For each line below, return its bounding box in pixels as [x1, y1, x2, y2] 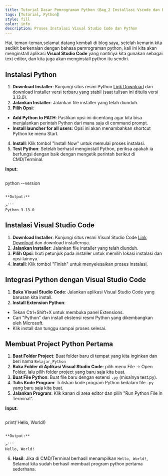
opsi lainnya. [12, 255, 39, 261]
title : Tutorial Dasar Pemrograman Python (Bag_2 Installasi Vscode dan [5, 7, 160, 13]
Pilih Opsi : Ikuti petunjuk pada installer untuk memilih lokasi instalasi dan [12, 250, 162, 256]
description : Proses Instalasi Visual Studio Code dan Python [5, 26, 137, 31]
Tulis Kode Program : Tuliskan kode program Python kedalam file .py [12, 380, 154, 386]
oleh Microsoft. [12, 320, 44, 326]
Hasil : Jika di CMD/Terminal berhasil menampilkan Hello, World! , [12, 455, 148, 461]
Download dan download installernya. [12, 239, 90, 246]
